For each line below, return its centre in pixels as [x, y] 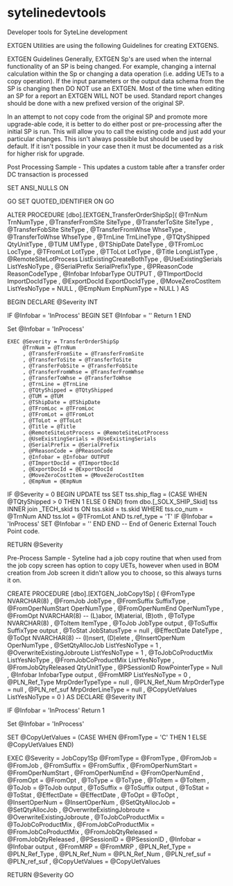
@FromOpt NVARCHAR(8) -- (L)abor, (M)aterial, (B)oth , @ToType [101, 615]
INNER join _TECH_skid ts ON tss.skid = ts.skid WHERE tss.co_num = [105, 509]
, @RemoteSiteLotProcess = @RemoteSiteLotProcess [96, 433]
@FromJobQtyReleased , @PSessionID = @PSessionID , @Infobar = [104, 839]
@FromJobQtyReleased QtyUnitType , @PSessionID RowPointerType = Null [115, 667]
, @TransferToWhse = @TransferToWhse [77, 378]
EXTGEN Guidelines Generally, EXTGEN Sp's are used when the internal [109, 59]
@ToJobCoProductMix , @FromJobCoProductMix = [81, 824]
